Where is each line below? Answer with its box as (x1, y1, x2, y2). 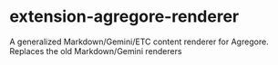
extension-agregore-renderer (9, 6, 240, 27)
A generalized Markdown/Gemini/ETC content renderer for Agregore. (9, 36, 269, 47)
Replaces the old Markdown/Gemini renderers (9, 45, 182, 56)
